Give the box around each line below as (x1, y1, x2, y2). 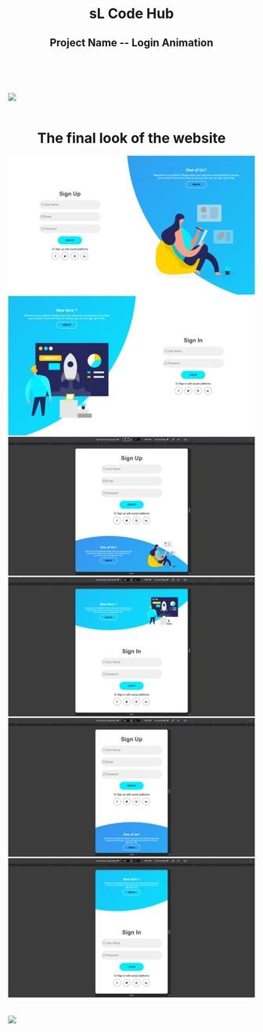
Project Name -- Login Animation (49, 36, 214, 49)
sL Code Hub (88, 5, 175, 23)
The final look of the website (37, 129, 226, 147)
